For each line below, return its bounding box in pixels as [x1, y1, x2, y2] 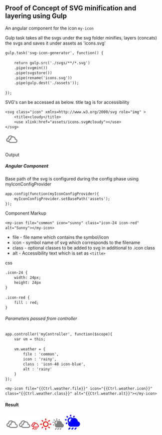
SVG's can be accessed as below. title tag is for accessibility [5, 99, 130, 105]
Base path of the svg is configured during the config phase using [5, 175, 139, 181]
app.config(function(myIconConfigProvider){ [5, 191, 99, 196]
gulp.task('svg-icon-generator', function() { [5, 50, 104, 55]
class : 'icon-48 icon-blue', [23, 361, 86, 366]
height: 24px [14, 280, 41, 285]
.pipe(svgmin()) [14, 65, 48, 70]
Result [5, 401, 19, 407]
